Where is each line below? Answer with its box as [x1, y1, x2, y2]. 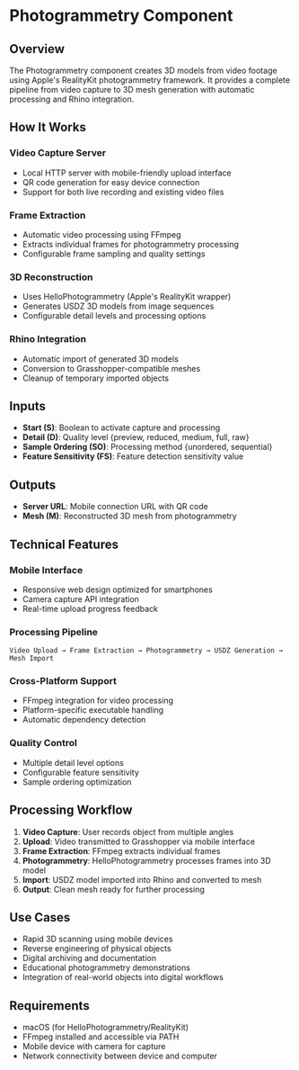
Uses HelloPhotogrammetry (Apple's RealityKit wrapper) [22, 292, 232, 302]
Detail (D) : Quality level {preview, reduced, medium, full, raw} [22, 432, 250, 443]
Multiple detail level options [22, 757, 124, 768]
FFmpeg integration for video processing [22, 695, 173, 706]
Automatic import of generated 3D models [22, 353, 180, 364]
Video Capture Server [9, 147, 106, 159]
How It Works [9, 120, 87, 135]
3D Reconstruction [9, 271, 93, 283]
